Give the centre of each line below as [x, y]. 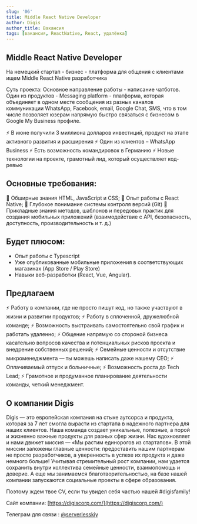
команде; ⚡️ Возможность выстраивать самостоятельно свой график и [95, 326]
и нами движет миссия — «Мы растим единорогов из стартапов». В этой [98, 442]
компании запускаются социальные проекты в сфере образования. [91, 480]
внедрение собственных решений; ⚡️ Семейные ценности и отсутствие [96, 350]
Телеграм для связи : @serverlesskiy [52, 515]
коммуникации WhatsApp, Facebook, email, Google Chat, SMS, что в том [96, 108]
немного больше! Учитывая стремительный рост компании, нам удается [98, 461]
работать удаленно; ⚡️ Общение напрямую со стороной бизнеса [87, 334]
